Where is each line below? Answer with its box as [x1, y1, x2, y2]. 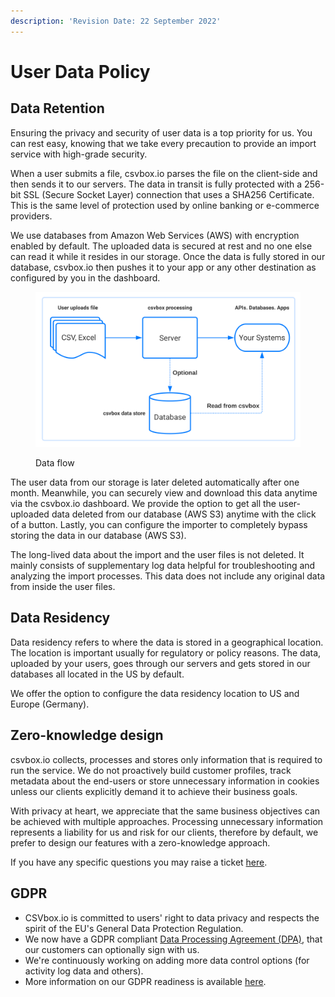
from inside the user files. [10, 581, 116, 593]
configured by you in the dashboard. [10, 271, 161, 284]
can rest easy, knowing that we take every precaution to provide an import [10, 137, 317, 149]
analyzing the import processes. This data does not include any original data [10, 570, 326, 582]
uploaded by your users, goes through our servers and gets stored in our [10, 657, 311, 669]
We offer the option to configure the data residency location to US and [10, 687, 300, 699]
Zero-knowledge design [10, 727, 164, 744]
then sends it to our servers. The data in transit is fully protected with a [10, 178, 303, 190]
